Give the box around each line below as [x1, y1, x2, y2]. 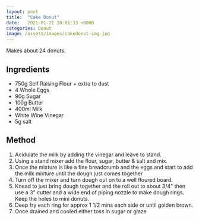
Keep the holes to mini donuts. [14, 195, 90, 202]
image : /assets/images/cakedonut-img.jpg [6, 31, 110, 37]
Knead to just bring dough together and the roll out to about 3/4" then [14, 182, 186, 190]
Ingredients [6, 64, 50, 74]
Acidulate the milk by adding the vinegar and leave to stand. [14, 151, 162, 158]
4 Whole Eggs [14, 86, 49, 93]
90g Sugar [14, 93, 41, 100]
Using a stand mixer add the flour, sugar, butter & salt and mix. [14, 157, 168, 164]
